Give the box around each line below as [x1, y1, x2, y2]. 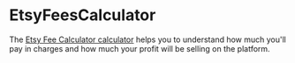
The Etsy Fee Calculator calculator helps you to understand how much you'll [9, 34, 287, 45]
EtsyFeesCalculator [9, 5, 156, 25]
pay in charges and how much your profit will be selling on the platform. [9, 43, 271, 53]
